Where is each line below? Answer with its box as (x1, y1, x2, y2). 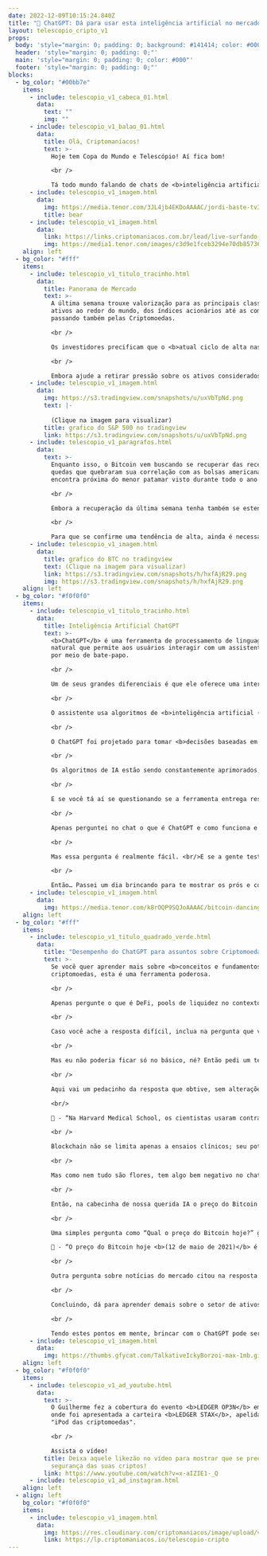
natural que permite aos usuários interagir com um (50, 644, 226, 652)
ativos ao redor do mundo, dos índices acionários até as (50, 307, 247, 315)
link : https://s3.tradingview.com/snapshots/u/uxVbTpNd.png (43, 431, 247, 439)
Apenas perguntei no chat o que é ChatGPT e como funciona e (50, 823, 258, 832)
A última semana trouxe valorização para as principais (50, 299, 240, 307)
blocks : (8, 71, 34, 79)
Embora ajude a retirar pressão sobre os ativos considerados (50, 372, 261, 380)
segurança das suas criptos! (50, 1462, 148, 1470)
